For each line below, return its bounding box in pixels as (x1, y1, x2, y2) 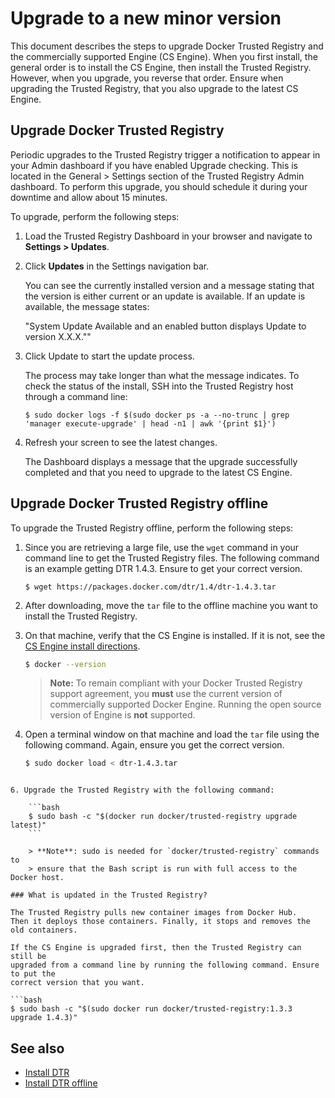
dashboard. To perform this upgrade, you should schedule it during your (10, 180, 308, 192)
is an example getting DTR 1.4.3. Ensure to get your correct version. (24, 562, 303, 574)
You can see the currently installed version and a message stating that (24, 279, 315, 291)
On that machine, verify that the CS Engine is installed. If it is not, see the (24, 629, 326, 641)
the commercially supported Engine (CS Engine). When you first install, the (10, 50, 318, 62)
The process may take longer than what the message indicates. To (24, 369, 300, 381)
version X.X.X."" (24, 330, 92, 342)
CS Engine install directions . (24, 640, 141, 652)
